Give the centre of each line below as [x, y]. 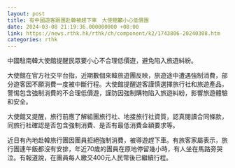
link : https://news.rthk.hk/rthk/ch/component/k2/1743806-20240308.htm [114, 33]
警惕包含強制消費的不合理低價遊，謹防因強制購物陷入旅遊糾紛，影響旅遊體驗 [117, 93]
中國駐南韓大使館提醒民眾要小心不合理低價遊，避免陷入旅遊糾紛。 [102, 61]
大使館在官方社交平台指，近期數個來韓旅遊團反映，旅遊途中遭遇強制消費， [114, 76]
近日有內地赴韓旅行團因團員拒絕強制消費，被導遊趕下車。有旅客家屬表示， [114, 140]
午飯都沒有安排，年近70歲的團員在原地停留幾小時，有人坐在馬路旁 [121, 149]
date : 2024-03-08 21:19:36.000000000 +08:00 [73, 27]
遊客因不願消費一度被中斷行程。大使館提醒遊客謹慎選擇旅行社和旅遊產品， [120, 84]
